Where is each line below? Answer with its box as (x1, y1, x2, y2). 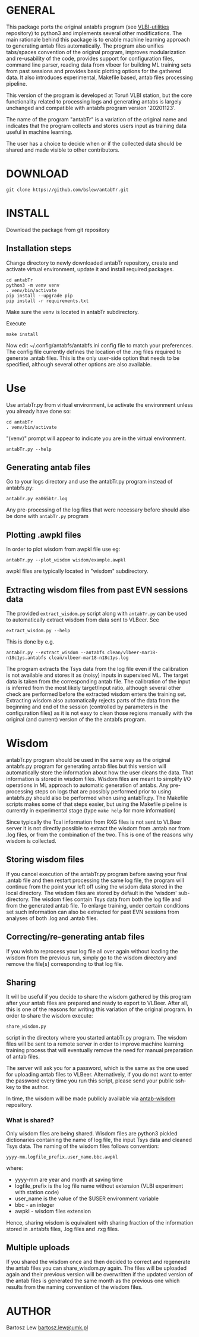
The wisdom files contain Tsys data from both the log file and (30, 896, 181, 903)
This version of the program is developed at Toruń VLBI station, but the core (6, 92, 192, 99)
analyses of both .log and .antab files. (6, 914, 99, 922)
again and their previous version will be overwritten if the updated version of (6, 1271, 193, 1278)
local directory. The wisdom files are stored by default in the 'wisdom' (6, 889, 177, 896)
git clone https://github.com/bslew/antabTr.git (6, 187, 129, 193)
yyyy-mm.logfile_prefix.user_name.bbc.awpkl (6, 1154, 118, 1160)
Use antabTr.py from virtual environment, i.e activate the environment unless (6, 401, 193, 408)
